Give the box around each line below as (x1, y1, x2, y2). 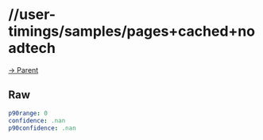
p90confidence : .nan (8, 124, 77, 132)
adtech (8, 40, 56, 57)
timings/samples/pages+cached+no (8, 22, 256, 40)
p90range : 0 (8, 109, 48, 117)
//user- (8, 6, 56, 24)
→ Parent (8, 65, 39, 74)
